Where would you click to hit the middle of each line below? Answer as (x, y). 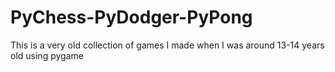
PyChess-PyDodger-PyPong (131, 17)
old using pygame (47, 55)
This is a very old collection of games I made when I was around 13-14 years (167, 45)
